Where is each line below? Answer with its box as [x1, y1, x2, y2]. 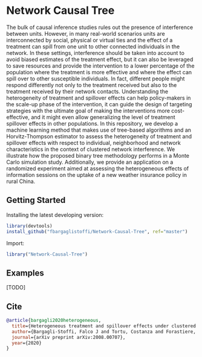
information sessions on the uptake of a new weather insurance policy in [6, 171, 187, 178]
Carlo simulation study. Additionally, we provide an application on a [6, 158, 174, 166]
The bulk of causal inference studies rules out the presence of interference [6, 24, 194, 31]
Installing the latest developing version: [6, 211, 104, 218]
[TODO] [6, 284, 26, 291]
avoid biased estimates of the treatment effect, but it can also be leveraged [6, 56, 194, 63]
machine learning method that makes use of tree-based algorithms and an [6, 126, 192, 133]
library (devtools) [6, 223, 53, 229]
